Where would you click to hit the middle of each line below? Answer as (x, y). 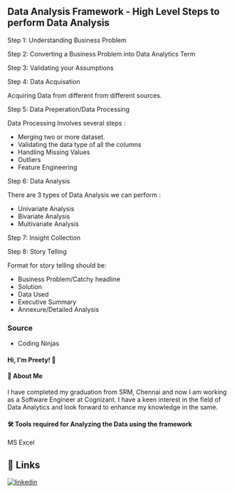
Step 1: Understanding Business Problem (67, 40)
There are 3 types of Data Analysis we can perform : (84, 195)
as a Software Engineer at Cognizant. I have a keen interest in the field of (114, 400)
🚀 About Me (25, 376)
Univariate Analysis (46, 208)
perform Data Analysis (59, 23)
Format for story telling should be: (57, 265)
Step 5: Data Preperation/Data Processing (69, 109)
